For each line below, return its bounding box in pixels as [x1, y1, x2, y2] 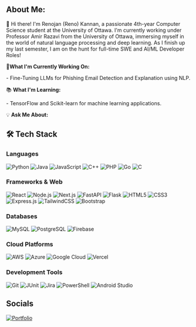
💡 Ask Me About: [6, 111, 49, 118]
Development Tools [6, 268, 63, 276]
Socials [6, 299, 34, 309]
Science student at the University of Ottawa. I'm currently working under [6, 26, 182, 34]
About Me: [6, 5, 46, 15]
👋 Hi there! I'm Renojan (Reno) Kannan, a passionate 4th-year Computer [6, 20, 181, 27]
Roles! [6, 51, 22, 58]
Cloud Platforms [6, 241, 53, 249]
